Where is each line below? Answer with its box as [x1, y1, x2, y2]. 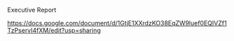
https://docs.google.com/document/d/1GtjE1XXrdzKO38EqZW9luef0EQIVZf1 [7, 19, 227, 27]
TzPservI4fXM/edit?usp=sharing [7, 27, 101, 34]
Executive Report [7, 6, 57, 14]
